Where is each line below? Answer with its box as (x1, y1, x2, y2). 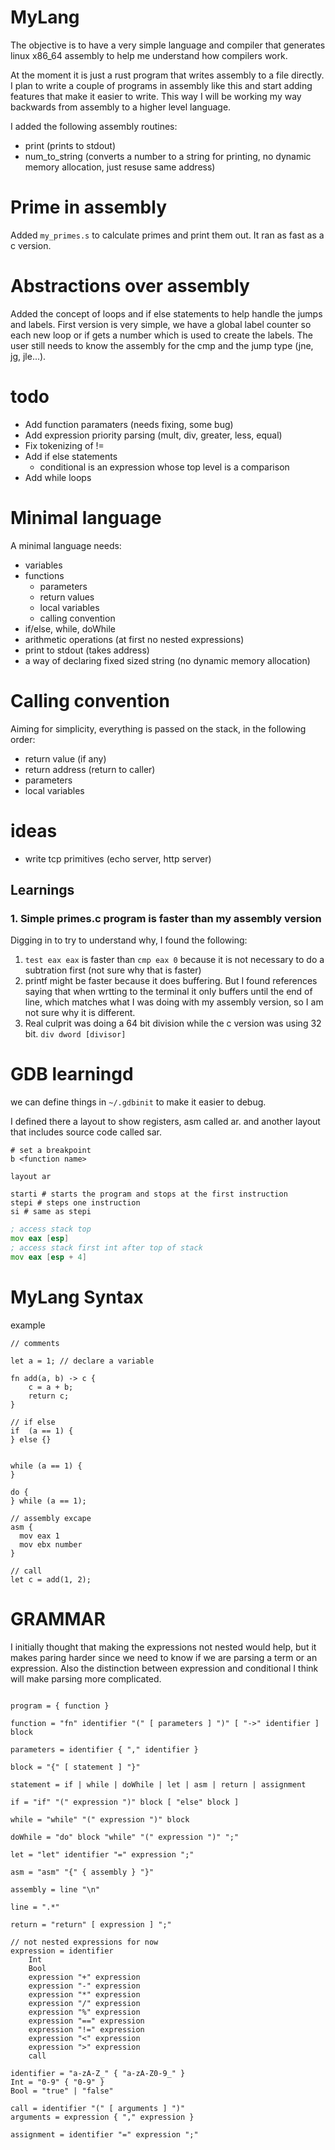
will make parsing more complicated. (10, 1672, 162, 1685)
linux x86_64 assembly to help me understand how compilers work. (10, 49, 288, 61)
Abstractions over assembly (10, 275, 250, 298)
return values (39, 591, 95, 603)
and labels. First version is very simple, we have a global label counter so (10, 318, 312, 330)
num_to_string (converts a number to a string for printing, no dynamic (24, 150, 312, 162)
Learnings (10, 881, 75, 898)
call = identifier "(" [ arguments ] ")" (10, 2103, 186, 2113)
